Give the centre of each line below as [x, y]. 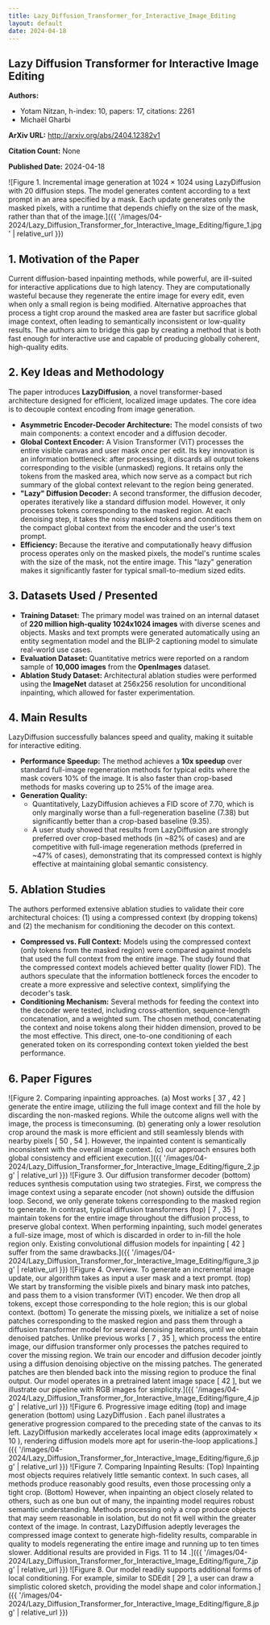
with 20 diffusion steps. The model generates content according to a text [130, 191]
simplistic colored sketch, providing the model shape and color [112, 1587]
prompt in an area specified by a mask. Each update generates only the [127, 199]
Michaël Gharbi [45, 120]
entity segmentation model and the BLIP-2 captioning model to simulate [139, 641]
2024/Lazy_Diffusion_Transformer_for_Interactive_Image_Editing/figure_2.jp [134, 1167]
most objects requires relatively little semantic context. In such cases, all [129, 1475]
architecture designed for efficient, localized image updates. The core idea [132, 400]
